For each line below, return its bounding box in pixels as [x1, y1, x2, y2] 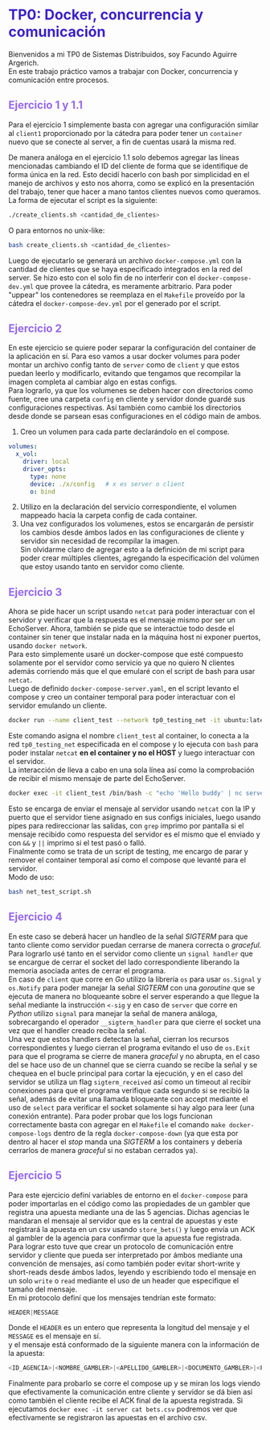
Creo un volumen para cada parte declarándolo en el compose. [19, 427, 231, 436]
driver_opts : [22, 465, 67, 473]
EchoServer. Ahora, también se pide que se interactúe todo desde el [8, 624, 235, 634]
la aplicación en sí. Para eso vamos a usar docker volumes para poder [8, 352, 241, 362]
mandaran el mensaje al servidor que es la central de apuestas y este [8, 1216, 239, 1225]
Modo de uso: [8, 872, 55, 882]
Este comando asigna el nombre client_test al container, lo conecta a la [8, 731, 249, 741]
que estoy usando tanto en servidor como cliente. [19, 562, 185, 572]
